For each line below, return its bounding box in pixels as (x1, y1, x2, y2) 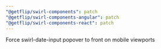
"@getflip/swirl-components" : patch (5, 8, 98, 15)
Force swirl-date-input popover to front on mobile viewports (5, 36, 155, 44)
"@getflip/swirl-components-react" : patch (5, 20, 114, 26)
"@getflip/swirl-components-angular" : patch (5, 14, 119, 20)
